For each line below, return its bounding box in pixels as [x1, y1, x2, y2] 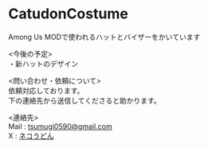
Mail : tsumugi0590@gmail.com [8, 121, 113, 131]
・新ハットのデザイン [8, 59, 78, 68]
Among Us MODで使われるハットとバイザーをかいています [8, 32, 201, 41]
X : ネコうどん [8, 130, 54, 140]
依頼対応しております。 [8, 85, 84, 95]
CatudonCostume [8, 5, 129, 23]
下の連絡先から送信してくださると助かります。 [8, 95, 161, 105]
